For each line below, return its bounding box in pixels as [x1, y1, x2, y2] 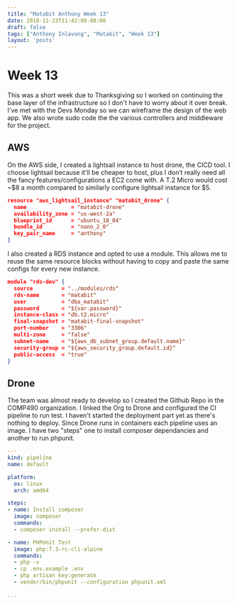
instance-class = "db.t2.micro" [13, 311, 110, 318]
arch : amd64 [13, 487, 50, 494]
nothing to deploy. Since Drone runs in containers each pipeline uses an [7, 419, 218, 427]
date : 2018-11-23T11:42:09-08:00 [7, 17, 106, 24]
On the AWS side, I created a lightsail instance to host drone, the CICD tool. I [7, 161, 231, 169]
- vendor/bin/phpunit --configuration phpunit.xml [13, 578, 167, 586]
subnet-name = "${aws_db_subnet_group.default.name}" [13, 338, 186, 345]
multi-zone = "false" [13, 331, 91, 338]
